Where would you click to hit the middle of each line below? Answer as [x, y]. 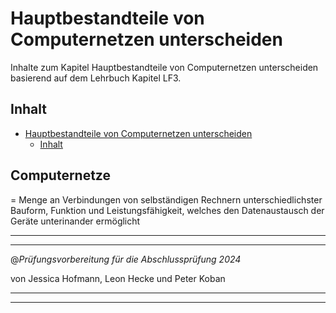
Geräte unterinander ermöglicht [75, 221]
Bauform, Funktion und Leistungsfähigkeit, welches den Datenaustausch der [167, 210]
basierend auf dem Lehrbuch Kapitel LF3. [96, 78]
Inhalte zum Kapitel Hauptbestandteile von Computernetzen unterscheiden [164, 67]
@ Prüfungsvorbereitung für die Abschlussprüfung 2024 [126, 259]
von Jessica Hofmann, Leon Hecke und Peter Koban [118, 278]
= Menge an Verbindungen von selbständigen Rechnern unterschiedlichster [166, 199]
